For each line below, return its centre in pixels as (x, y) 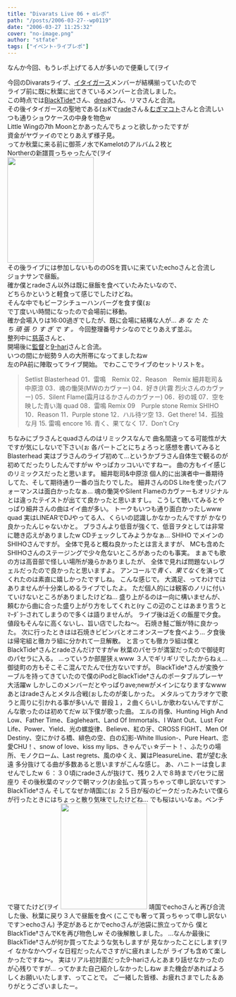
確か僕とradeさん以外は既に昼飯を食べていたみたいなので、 (94, 285)
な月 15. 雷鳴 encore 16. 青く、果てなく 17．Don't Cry (102, 423)
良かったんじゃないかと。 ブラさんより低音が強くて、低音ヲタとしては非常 (116, 526)
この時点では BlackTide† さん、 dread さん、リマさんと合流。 (93, 100)
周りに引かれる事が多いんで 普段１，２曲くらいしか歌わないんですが (119, 702)
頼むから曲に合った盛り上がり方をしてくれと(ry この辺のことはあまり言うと (117, 606)
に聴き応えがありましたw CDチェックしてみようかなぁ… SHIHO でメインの (116, 535)
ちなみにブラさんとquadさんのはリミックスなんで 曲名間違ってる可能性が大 (117, 438)
